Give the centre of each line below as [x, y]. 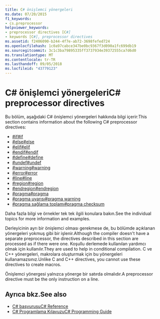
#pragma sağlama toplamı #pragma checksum [58, 204]
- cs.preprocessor [24, 23]
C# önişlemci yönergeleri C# [63, 93]
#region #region [28, 183]
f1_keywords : [18, 19]
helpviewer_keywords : [27, 28]
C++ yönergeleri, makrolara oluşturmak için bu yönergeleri [64, 254]
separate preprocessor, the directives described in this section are [72, 238]
